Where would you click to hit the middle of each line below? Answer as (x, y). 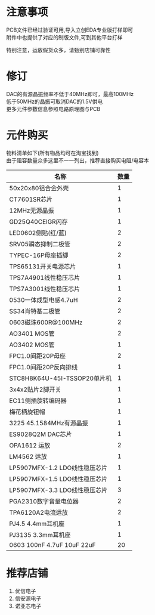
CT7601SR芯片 (31, 199)
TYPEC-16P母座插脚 (39, 255)
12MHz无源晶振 (32, 211)
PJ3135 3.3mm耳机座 (40, 534)
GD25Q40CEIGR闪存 (39, 221)
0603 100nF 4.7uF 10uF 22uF (52, 545)
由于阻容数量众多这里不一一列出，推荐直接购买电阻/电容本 (78, 160)
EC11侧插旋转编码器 (38, 400)
